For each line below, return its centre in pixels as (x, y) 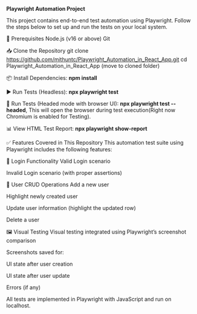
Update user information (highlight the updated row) (71, 208)
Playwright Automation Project (46, 9)
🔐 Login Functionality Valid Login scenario (58, 161)
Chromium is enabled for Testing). (49, 116)
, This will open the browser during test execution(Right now (101, 110)
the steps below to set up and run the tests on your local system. (87, 27)
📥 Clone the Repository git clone (47, 51)
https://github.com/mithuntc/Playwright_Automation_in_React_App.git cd (97, 59)
